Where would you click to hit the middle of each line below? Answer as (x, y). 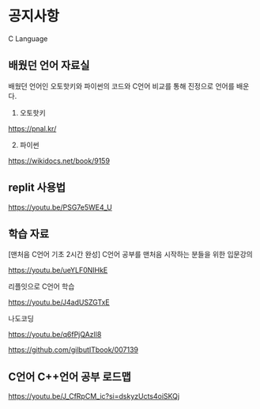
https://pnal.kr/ (32, 128)
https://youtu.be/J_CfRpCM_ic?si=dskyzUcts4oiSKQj (94, 396)
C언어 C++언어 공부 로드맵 (70, 377)
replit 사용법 (37, 188)
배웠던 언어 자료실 (49, 65)
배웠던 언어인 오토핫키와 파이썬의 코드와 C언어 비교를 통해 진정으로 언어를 (121, 86)
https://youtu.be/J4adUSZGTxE (59, 302)
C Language (28, 38)
